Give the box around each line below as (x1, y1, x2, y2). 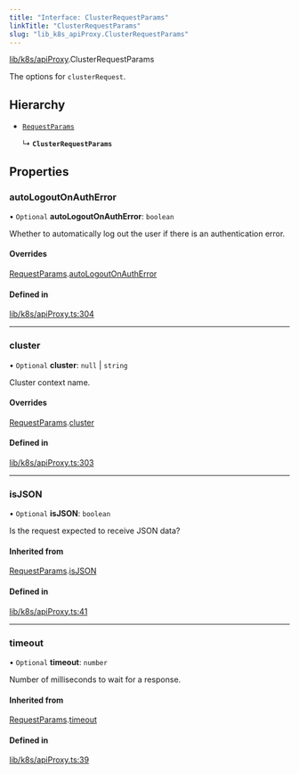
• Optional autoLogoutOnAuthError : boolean (9, 210, 174, 221)
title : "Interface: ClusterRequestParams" (9, 12, 169, 22)
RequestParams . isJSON (9, 565, 97, 576)
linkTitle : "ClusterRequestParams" (9, 21, 141, 30)
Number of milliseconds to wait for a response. (9, 674, 182, 685)
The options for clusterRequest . (9, 71, 126, 82)
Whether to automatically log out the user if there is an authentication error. (9, 228, 286, 239)
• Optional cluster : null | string (9, 359, 128, 370)
